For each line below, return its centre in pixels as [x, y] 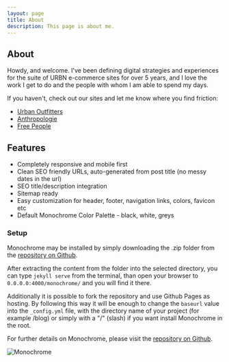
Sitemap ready [38, 193]
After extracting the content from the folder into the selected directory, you [112, 269]
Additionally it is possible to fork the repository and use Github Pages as [109, 296]
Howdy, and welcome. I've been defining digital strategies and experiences [113, 71]
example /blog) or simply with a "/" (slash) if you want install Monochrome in [115, 318]
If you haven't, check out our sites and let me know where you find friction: [113, 98]
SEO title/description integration [62, 186]
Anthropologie [37, 119]
